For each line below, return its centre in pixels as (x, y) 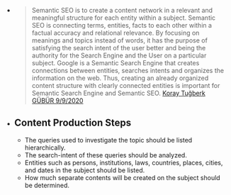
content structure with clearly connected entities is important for (126, 85)
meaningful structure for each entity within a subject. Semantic (124, 18)
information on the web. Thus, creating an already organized (120, 78)
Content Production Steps (73, 123)
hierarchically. (45, 147)
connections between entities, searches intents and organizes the (128, 71)
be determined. (47, 185)
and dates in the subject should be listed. (85, 170)
